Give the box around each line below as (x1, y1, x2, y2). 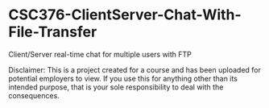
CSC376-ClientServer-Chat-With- (8, 6, 242, 24)
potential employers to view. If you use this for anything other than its (8, 73, 238, 83)
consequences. (8, 90, 60, 100)
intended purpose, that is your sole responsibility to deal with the (8, 82, 224, 92)
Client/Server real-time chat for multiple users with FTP (8, 49, 192, 59)
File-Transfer (8, 23, 97, 41)
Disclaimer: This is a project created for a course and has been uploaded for (8, 64, 262, 74)
